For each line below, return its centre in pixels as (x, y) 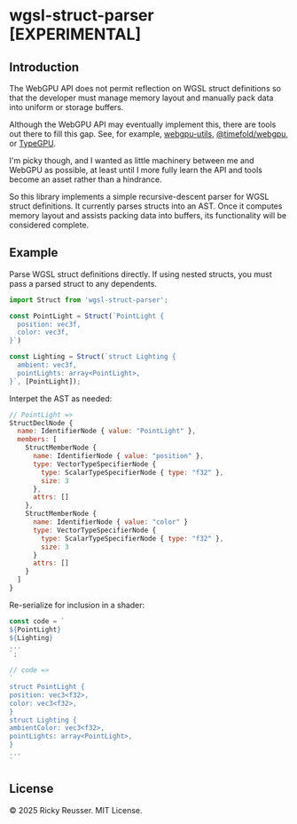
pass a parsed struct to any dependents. (83, 283)
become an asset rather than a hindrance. (86, 179)
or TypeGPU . (32, 143)
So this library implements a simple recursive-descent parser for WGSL (139, 197)
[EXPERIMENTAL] (75, 34)
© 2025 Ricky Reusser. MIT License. (76, 810)
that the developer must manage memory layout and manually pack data (141, 98)
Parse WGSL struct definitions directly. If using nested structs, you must (141, 274)
